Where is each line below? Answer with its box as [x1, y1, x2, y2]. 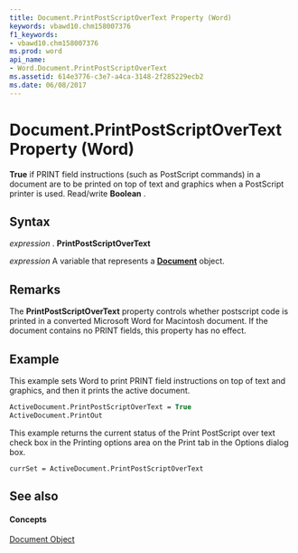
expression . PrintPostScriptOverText [9, 238, 151, 249]
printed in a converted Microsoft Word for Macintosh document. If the [9, 316, 268, 327]
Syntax [9, 214, 51, 229]
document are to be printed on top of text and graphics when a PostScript [9, 178, 284, 189]
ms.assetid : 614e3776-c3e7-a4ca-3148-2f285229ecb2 [9, 72, 204, 81]
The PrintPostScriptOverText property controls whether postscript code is [9, 306, 289, 317]
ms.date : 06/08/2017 [9, 81, 88, 90]
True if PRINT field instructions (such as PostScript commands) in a [9, 168, 261, 179]
